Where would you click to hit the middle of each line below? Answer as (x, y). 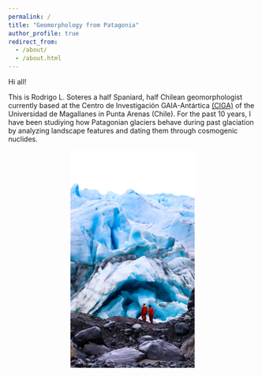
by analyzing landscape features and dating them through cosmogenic (123, 131)
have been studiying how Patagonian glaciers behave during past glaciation (131, 122)
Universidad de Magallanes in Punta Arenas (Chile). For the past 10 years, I (129, 114)
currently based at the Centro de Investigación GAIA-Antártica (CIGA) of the (131, 105)
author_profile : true (44, 33)
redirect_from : (33, 42)
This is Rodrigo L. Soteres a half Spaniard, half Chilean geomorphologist (125, 97)
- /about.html (38, 58)
